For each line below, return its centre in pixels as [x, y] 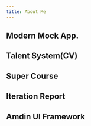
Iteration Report [36, 97]
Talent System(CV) [42, 56]
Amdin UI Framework [46, 116]
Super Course [32, 76]
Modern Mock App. [43, 36]
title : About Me [26, 12]
